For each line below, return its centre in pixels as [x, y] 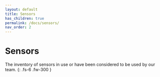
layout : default [21, 9]
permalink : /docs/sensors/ [32, 23]
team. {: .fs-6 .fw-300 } [28, 70]
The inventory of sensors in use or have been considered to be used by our [80, 64]
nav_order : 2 [18, 27]
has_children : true [25, 18]
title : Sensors [20, 14]
